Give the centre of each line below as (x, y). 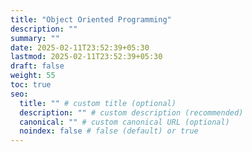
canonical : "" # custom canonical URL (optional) (124, 122)
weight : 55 (33, 76)
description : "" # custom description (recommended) (131, 112)
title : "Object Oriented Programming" (91, 19)
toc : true (31, 85)
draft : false (37, 66)
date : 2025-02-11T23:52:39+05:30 (80, 47)
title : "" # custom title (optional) (98, 103)
